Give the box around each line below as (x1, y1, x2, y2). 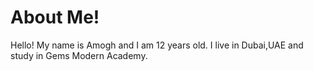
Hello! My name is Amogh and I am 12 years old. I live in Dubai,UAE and (10, 39, 304, 51)
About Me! (10, 6, 100, 29)
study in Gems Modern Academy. (10, 49, 148, 61)
